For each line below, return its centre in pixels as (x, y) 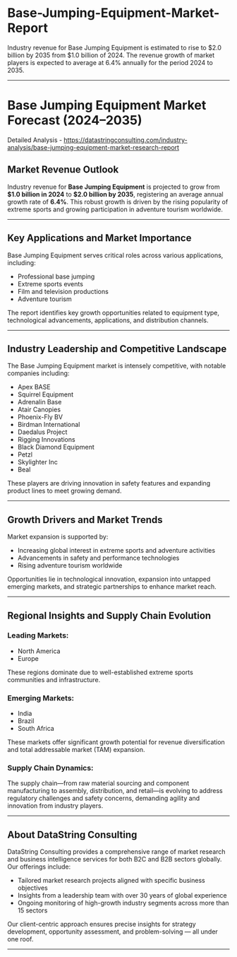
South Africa (36, 729)
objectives (32, 888)
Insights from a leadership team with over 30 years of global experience (122, 896)
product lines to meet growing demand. (65, 491)
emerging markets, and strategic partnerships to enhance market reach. (112, 587)
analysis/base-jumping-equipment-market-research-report (93, 147)
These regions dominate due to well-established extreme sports (101, 672)
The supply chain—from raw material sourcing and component (98, 783)
